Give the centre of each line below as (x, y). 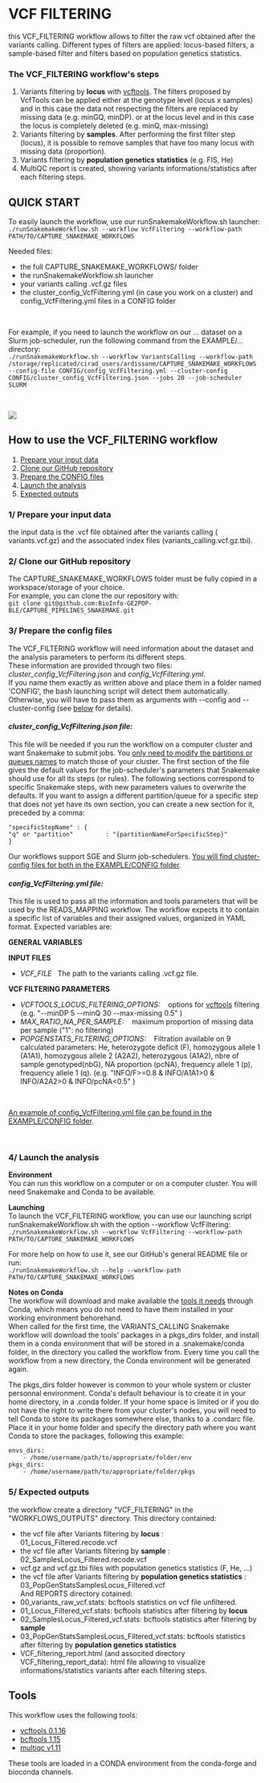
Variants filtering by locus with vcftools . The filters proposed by (125, 92)
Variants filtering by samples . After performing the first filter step (128, 134)
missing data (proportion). (63, 151)
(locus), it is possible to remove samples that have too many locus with (137, 143)
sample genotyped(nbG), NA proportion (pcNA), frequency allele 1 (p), (136, 1065)
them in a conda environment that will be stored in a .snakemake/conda (126, 1343)
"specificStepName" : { (48, 827)
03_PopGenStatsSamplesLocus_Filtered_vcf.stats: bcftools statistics (133, 1636)
